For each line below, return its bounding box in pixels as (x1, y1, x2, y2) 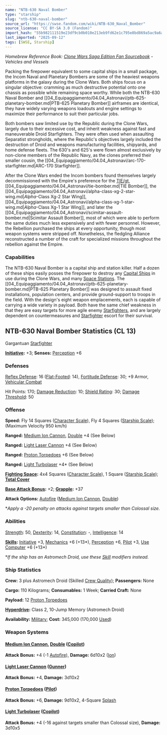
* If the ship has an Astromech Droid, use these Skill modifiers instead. (5, 554, 149, 560)
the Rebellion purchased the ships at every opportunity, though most (5, 225, 146, 231)
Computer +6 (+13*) (5, 544, 47, 550)
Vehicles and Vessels (5, 58, 49, 65)
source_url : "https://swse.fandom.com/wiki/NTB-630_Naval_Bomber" (5, 21, 146, 26)
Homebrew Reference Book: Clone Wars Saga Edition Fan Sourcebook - (5, 53, 153, 59)
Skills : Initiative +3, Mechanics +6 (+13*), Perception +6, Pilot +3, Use (5, 539, 149, 545)
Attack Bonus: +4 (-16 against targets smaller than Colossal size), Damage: (5, 720, 161, 726)
